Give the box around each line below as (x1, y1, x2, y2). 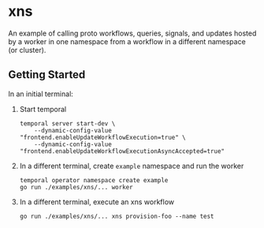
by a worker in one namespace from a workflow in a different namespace (8, 36, 246, 46)
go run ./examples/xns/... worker (19, 183, 133, 191)
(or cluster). (8, 45, 46, 54)
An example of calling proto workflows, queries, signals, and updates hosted (8, 28, 257, 38)
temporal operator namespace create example (19, 176, 169, 184)
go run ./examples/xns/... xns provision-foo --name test (19, 212, 214, 220)
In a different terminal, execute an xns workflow (19, 196, 175, 207)
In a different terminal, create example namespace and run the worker (19, 161, 244, 170)
